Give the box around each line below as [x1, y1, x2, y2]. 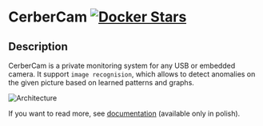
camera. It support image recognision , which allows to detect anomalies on [8, 69, 256, 79]
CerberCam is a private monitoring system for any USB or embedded [8, 61, 236, 70]
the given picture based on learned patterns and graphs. [8, 78, 194, 87]
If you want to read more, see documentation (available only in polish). [8, 108, 241, 118]
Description [8, 40, 68, 53]
